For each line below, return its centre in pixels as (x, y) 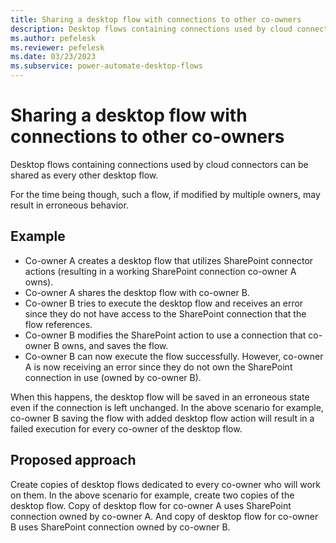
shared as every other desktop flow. (84, 175)
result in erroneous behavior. (69, 205)
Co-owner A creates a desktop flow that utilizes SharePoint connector (169, 260)
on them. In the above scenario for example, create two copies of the (152, 495)
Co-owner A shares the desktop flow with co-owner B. (137, 292)
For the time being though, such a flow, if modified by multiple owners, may (165, 194)
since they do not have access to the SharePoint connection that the (165, 313)
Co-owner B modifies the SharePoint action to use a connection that (165, 335)
